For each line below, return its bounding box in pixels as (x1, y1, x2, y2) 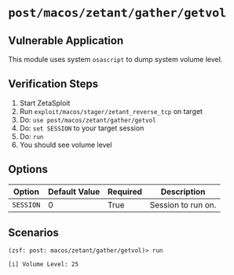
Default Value (48, 186, 101, 197)
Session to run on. (149, 199, 217, 210)
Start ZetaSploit (19, 98, 71, 108)
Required (107, 186, 143, 197)
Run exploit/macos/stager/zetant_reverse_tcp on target (19, 106, 203, 115)
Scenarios (8, 226, 59, 240)
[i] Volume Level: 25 (8, 261, 79, 269)
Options (8, 163, 49, 176)
